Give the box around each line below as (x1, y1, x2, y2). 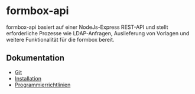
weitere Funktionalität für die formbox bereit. (6, 36, 115, 43)
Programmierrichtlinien (14, 81, 71, 88)
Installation (14, 75, 42, 82)
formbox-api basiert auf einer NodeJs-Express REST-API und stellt (6, 23, 168, 31)
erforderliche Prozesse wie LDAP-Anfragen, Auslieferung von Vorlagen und (6, 29, 190, 36)
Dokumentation (6, 53, 65, 63)
